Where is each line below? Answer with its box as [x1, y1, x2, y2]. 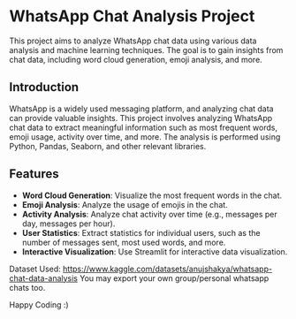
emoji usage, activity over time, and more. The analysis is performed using [9, 131, 281, 142]
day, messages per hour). [21, 218, 116, 229]
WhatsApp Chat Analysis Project [9, 6, 255, 27]
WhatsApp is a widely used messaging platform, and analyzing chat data [9, 103, 274, 114]
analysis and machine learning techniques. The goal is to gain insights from [9, 44, 284, 55]
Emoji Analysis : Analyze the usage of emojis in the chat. [21, 199, 228, 209]
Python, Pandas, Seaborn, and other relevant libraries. [9, 141, 207, 151]
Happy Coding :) [9, 299, 69, 310]
